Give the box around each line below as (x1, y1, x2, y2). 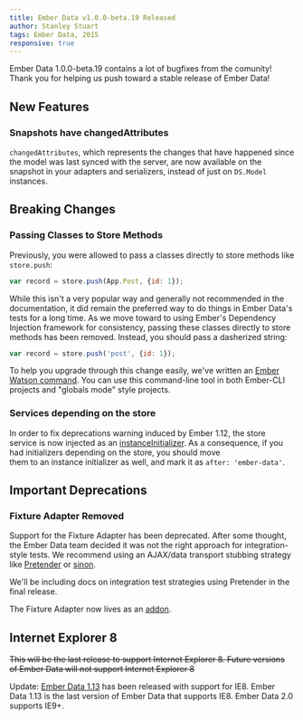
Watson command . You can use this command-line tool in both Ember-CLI (9, 374, 286, 385)
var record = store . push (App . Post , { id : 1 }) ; (9, 277, 184, 286)
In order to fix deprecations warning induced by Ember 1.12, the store (9, 427, 267, 439)
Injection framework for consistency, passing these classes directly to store (9, 322, 291, 333)
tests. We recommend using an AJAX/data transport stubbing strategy (29, 549, 292, 561)
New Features (9, 99, 90, 114)
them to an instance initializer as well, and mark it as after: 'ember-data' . (9, 456, 285, 467)
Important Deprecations (9, 483, 147, 498)
